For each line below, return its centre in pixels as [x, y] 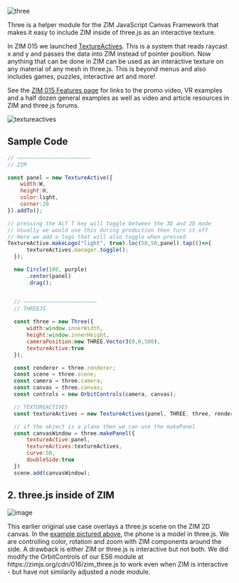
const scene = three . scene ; [55, 374]
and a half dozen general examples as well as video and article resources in [118, 98]
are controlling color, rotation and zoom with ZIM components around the [115, 541]
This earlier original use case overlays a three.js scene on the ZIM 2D [109, 526]
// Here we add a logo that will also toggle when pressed [97, 237]
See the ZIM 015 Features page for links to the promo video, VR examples [115, 90]
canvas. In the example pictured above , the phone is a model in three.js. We [118, 534]
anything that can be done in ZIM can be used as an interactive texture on [116, 61]
